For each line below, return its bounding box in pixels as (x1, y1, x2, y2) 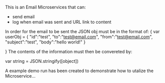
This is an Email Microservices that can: (5, 4, 86, 10)
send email (12, 14, 35, 19)
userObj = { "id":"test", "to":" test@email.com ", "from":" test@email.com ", (5, 34, 153, 40)
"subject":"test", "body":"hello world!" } (5, 39, 86, 45)
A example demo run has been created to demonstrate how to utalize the (5, 68, 154, 74)
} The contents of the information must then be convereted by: (5, 49, 132, 54)
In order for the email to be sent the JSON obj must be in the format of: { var (5, 29, 160, 34)
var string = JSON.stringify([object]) (5, 58, 79, 64)
